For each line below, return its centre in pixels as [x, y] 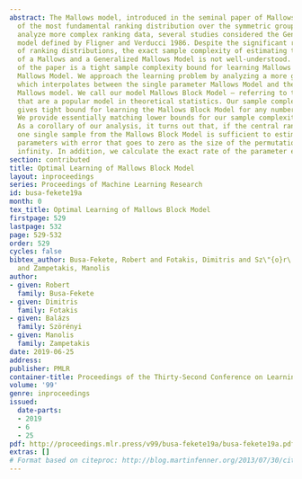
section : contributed [50, 160]
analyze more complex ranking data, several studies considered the [148, 34]
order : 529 [30, 244]
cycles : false [36, 252]
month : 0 [26, 202]
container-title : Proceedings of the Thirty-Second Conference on [136, 377]
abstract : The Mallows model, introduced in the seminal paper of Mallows [152, 18]
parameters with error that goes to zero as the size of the [134, 143]
